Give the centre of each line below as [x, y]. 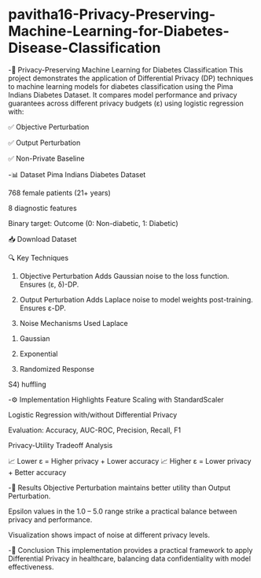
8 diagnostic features [42, 208]
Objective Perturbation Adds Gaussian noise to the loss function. [124, 276]
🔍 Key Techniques [39, 258]
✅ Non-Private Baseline [46, 158]
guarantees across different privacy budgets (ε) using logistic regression [126, 103]
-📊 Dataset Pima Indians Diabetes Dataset [77, 174]
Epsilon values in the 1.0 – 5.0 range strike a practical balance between [123, 511]
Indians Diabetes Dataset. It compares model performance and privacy [123, 94]
